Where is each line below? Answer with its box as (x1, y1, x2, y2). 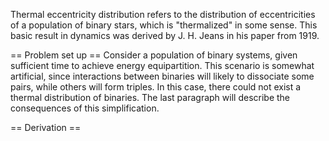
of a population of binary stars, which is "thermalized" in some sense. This (10, 19, 318, 31)
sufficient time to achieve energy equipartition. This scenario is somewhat (10, 60, 315, 71)
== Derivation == (10, 122, 82, 133)
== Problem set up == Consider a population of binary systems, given (10, 49, 298, 61)
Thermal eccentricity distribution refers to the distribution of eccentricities (10, 9, 316, 20)
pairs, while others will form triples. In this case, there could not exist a (10, 81, 302, 93)
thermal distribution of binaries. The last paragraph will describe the (10, 92, 291, 103)
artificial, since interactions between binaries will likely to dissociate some (10, 70, 315, 82)
